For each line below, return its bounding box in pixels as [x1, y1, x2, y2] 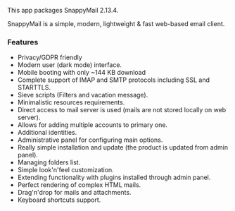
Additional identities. [17, 128, 77, 137]
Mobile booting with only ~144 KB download [17, 68, 146, 77]
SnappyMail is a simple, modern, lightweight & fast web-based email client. [7, 20, 225, 28]
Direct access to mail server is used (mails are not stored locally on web [17, 106, 227, 114]
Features [7, 37, 39, 47]
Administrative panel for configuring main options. [17, 135, 163, 144]
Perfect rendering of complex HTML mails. [17, 181, 141, 189]
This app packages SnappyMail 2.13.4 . [7, 6, 119, 14]
